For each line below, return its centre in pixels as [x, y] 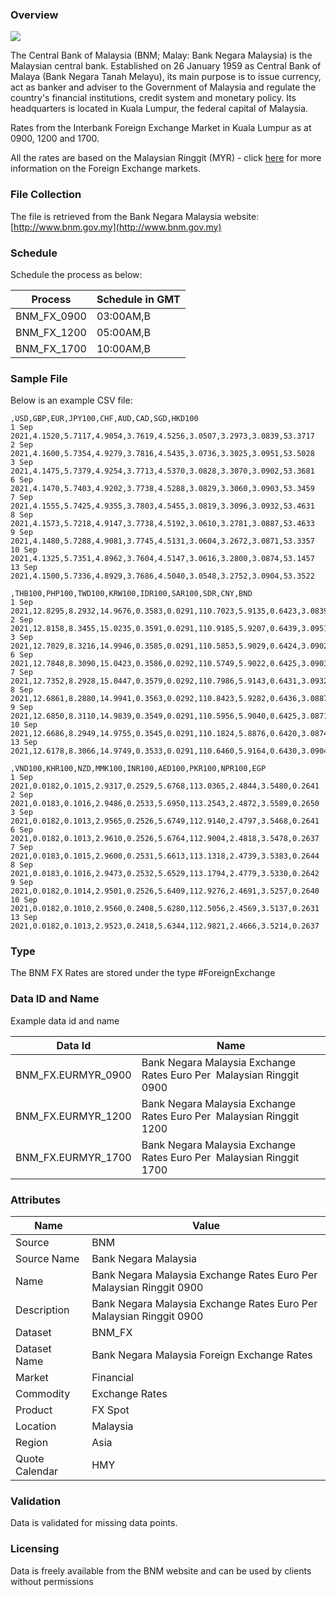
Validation [36, 1501]
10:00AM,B [124, 348]
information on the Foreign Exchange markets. [105, 169]
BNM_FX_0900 [51, 316]
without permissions [52, 1581]
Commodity [43, 1394]
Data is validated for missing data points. [94, 1523]
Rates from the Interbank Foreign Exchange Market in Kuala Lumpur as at [161, 128]
